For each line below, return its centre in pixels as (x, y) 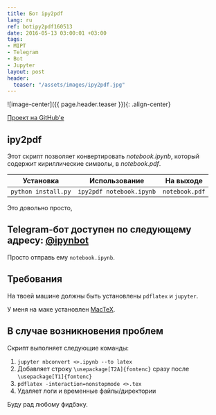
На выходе (184, 181)
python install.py (41, 192)
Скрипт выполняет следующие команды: (68, 348)
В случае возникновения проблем (85, 331)
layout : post (26, 71)
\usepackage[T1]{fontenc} (54, 376)
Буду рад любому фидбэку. (47, 404)
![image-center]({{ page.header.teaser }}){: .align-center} (89, 104)
